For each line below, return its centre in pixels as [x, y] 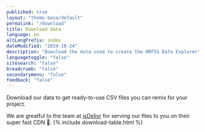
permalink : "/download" [37, 23]
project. [16, 104]
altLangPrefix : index [34, 40]
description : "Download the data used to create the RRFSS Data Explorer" [103, 52]
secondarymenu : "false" [37, 75]
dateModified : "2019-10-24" [42, 46]
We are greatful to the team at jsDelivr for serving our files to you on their [98, 116]
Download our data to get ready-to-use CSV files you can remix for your [97, 98]
